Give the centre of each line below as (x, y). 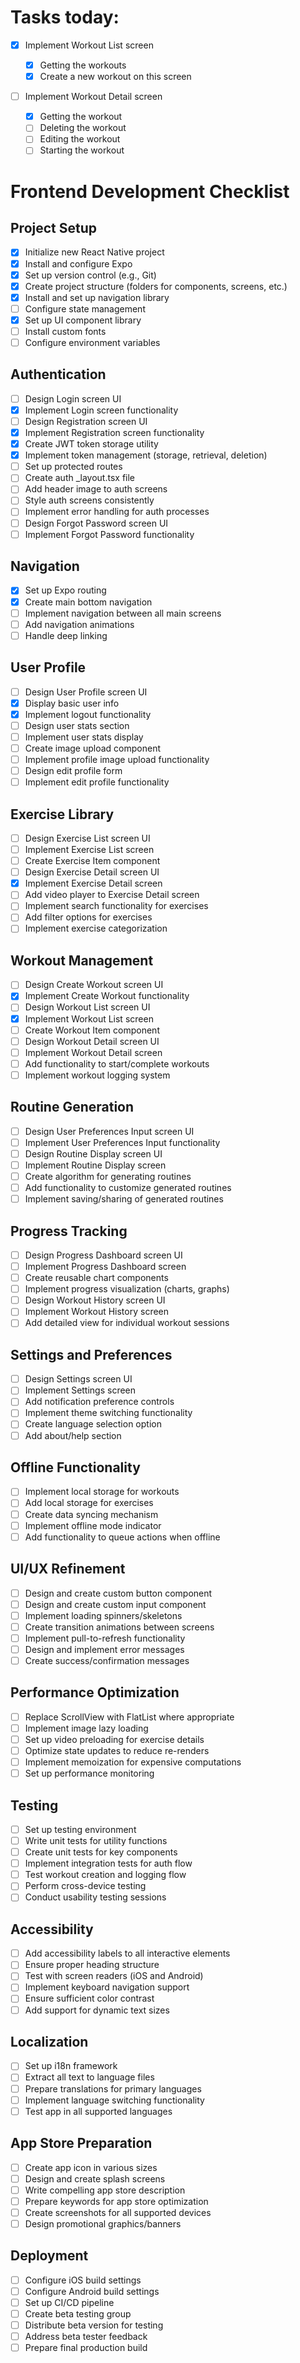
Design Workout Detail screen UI (92, 1041)
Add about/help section (73, 1435)
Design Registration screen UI (86, 421)
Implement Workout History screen (97, 1312)
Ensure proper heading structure (92, 1965)
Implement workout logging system (97, 1075)
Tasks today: (65, 17)
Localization (49, 2041)
